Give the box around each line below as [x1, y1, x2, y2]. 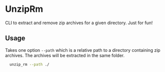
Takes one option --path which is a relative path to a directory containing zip [5, 47, 161, 53]
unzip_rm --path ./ [9, 62, 50, 67]
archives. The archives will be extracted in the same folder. [5, 52, 125, 58]
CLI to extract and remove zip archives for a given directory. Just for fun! [5, 20, 153, 26]
